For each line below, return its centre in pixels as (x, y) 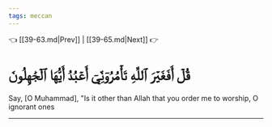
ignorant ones (32, 107)
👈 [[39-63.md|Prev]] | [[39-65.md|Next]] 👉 (84, 39)
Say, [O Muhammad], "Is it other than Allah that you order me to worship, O (134, 98)
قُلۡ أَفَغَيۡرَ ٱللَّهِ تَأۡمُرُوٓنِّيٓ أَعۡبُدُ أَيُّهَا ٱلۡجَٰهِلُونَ (99, 75)
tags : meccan (30, 16)
